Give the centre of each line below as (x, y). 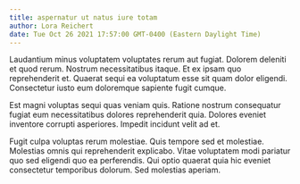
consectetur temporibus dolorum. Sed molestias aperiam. (115, 170)
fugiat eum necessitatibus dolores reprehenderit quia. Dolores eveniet (137, 115)
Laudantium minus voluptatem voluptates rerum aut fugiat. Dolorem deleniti (148, 60)
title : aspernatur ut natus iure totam (83, 17)
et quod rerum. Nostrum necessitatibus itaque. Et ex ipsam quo (125, 69)
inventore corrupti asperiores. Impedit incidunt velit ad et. (115, 124)
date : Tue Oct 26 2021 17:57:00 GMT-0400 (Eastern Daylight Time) (135, 34)
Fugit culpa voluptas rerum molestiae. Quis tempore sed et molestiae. (137, 142)
